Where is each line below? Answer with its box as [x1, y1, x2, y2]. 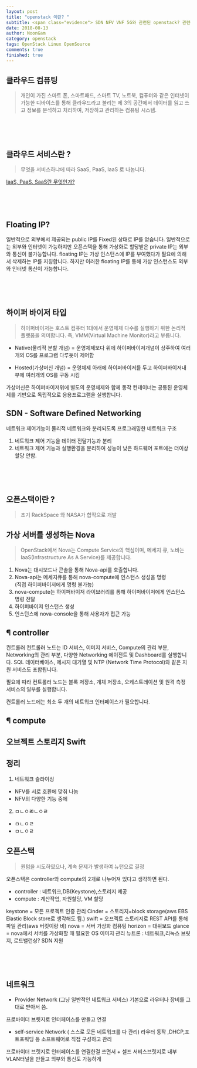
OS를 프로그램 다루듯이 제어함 [25, 351, 94, 358]
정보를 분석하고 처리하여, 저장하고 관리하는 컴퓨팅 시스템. [26, 107, 157, 114]
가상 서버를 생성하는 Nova [6, 530, 95, 540]
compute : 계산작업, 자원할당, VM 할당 [14, 895, 104, 902]
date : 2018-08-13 [6, 25, 49, 31]
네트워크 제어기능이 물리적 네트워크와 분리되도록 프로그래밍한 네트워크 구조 [6, 424, 177, 431]
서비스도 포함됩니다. [12, 666, 58, 673]
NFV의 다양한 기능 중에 [14, 795, 68, 802]
